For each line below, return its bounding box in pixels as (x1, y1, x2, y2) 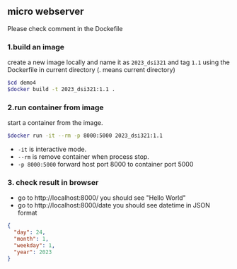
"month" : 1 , (13, 236, 50, 243)
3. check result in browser (7, 177, 99, 187)
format (17, 208, 37, 217)
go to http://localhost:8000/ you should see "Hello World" (17, 193, 186, 202)
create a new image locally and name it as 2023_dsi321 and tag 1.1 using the (7, 58, 230, 66)
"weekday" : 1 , (13, 241, 55, 249)
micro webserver (7, 6, 84, 18)
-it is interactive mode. (17, 145, 87, 154)
